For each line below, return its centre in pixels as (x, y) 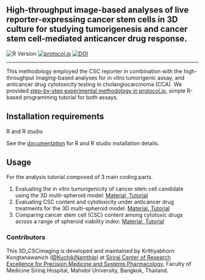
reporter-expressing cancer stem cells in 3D (92, 20)
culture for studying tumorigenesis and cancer (97, 29)
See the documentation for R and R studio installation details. (83, 143)
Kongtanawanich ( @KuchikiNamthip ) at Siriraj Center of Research (88, 257)
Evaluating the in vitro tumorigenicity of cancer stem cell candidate (99, 189)
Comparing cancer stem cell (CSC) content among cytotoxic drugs (99, 215)
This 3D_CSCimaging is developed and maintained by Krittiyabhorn (91, 251)
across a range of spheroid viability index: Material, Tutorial (90, 221)
